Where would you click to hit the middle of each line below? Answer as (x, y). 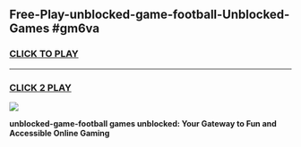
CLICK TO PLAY (44, 54)
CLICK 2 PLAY (40, 87)
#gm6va (76, 29)
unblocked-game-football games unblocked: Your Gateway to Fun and (143, 123)
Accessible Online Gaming (60, 133)
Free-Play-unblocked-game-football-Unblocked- (150, 15)
